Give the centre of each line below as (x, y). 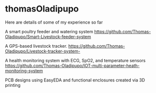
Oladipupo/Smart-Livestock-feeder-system (48, 37)
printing (13, 85)
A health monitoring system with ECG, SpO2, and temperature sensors (75, 60)
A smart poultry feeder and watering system (49, 31)
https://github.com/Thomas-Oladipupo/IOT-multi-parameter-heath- (72, 66)
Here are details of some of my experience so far (54, 22)
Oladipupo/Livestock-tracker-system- (43, 51)
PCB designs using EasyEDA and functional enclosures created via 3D (75, 80)
